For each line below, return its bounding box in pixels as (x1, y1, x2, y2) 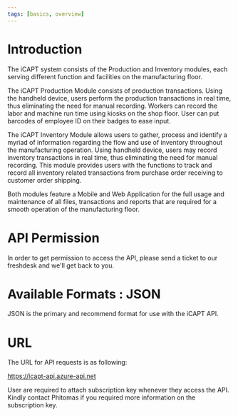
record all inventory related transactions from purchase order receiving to (7, 168, 223, 177)
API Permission (7, 230, 100, 246)
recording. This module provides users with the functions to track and (7, 161, 212, 169)
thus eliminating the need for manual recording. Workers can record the (7, 101, 218, 110)
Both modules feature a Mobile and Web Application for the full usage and (7, 190, 224, 198)
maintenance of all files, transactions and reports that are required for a (7, 197, 217, 206)
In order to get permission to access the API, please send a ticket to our (7, 253, 218, 262)
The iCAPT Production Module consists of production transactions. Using (7, 86, 223, 95)
